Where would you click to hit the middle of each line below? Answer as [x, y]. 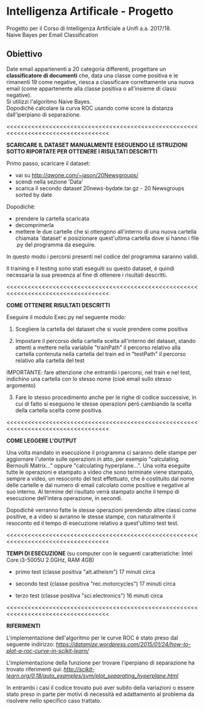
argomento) [21, 385]
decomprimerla [34, 225]
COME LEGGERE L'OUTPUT [42, 441]
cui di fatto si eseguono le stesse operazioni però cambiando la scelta [103, 404]
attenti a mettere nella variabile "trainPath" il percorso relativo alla [98, 347]
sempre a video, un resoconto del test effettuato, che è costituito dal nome [100, 478]
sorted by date [34, 195]
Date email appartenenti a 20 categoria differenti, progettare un [86, 69]
